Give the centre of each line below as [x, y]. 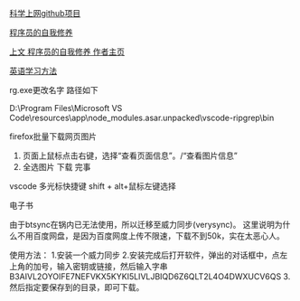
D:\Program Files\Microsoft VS [66, 108]
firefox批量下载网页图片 [53, 136]
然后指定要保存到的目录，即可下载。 [77, 287]
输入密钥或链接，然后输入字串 [112, 266]
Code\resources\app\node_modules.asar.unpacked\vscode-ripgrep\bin [142, 118]
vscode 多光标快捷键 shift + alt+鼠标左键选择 [93, 186]
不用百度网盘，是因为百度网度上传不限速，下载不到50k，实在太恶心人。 [150, 236]
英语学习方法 [33, 71]
